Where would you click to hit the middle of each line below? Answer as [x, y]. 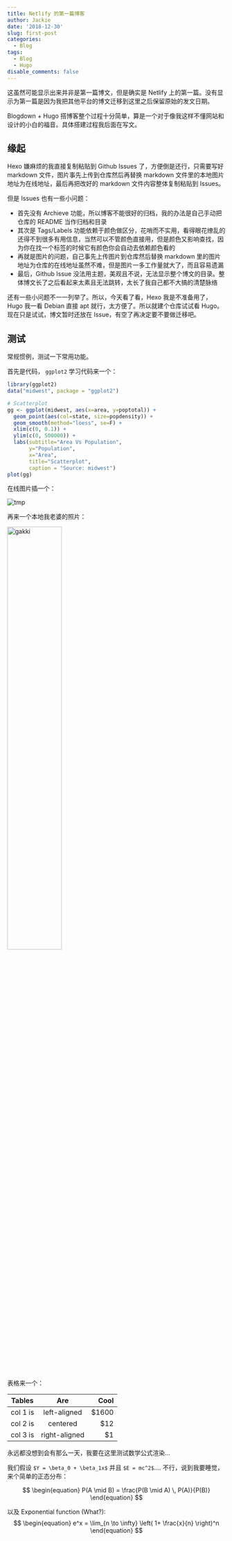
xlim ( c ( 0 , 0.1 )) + [40, 429]
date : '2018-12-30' [35, 26]
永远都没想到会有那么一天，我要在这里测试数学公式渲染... [89, 1453]
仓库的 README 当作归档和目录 [62, 222]
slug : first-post [32, 33]
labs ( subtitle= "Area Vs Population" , [68, 442]
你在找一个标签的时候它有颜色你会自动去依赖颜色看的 [99, 248]
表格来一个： [25, 1383]
